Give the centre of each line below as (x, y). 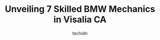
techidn (80, 33)
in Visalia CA (80, 20)
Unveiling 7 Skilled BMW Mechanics (80, 9)
